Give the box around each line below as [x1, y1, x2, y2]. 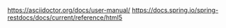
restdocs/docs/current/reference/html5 [7, 13, 123, 22]
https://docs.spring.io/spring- [131, 6, 219, 14]
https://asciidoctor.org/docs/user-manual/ [7, 6, 131, 14]
